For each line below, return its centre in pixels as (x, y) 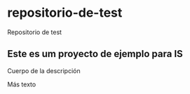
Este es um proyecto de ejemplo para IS (95, 54)
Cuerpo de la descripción (44, 70)
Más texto (22, 84)
